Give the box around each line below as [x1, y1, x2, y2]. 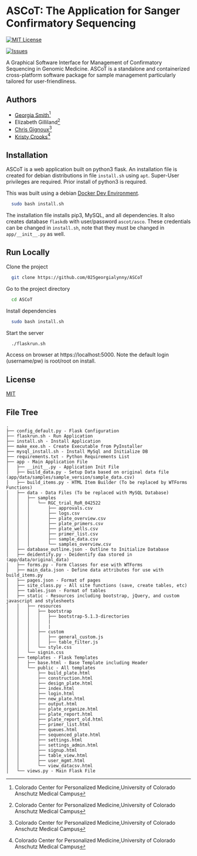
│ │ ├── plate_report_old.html [6, 716, 104, 722]
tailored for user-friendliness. [6, 78, 77, 85]
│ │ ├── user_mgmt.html [6, 758, 85, 764]
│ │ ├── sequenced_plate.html [6, 732, 101, 738]
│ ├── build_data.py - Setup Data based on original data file [6, 469, 169, 475]
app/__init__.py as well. [6, 231, 66, 238]
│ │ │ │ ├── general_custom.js [6, 634, 104, 640]
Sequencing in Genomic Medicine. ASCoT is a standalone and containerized [6, 65, 190, 72]
